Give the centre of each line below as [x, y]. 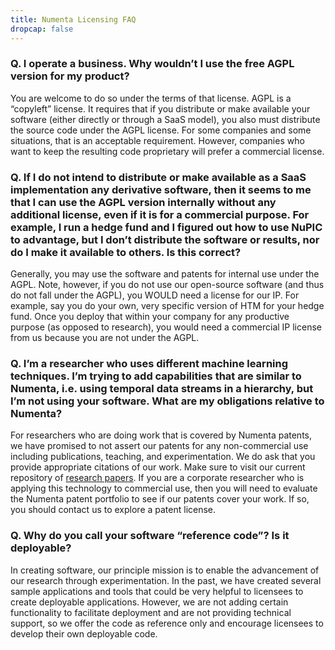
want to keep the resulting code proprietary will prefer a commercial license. [167, 151]
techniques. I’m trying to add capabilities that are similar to [156, 376]
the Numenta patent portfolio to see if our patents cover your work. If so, [160, 499]
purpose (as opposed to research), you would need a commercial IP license [166, 327]
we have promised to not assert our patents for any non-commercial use [159, 446]
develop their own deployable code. [84, 633]
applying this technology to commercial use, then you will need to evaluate [164, 488]
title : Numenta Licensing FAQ [73, 19]
